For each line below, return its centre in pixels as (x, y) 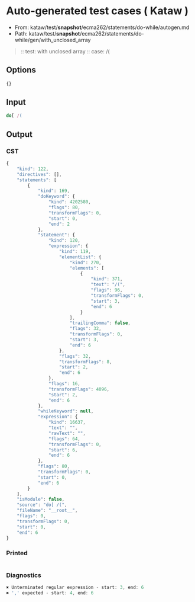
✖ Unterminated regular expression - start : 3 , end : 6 (75, 587)
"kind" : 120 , (64, 241)
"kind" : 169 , (53, 191)
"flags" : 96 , (107, 290)
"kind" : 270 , (85, 262)
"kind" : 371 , (107, 279)
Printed (17, 553)
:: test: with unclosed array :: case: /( (65, 51)
